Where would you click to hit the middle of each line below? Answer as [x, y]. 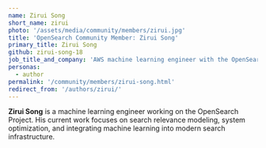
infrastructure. [32, 137]
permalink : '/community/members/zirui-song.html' [92, 82]
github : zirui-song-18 [46, 52]
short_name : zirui [38, 23]
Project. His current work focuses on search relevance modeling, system [127, 120]
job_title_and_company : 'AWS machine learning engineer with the [118, 60]
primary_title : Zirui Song [53, 45]
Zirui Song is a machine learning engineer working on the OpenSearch [123, 112]
